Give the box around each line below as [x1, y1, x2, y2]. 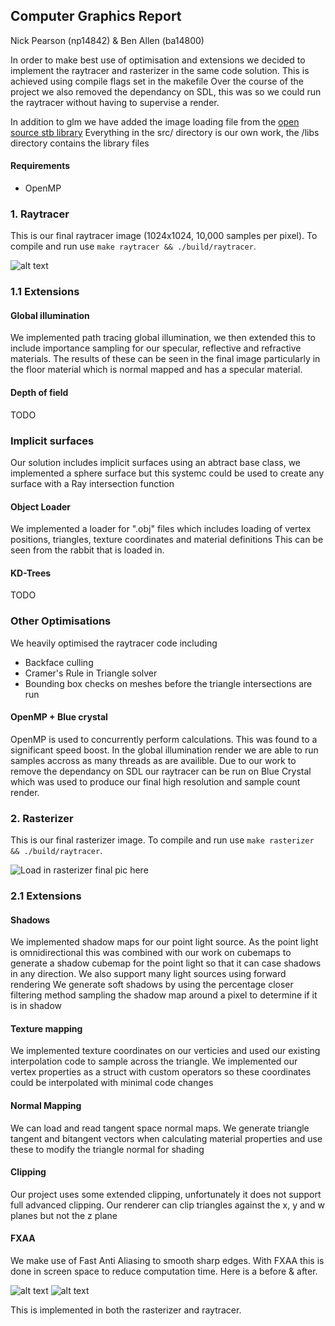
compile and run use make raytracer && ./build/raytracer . [10, 240, 257, 253]
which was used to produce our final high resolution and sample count [10, 775, 301, 788]
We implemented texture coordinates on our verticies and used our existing [10, 1045, 321, 1057]
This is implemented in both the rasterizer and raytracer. [10, 1304, 242, 1316]
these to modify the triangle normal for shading [10, 1143, 205, 1155]
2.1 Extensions [10, 889, 82, 903]
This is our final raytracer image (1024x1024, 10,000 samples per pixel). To [10, 230, 318, 242]
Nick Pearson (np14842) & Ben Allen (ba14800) [10, 34, 205, 46]
